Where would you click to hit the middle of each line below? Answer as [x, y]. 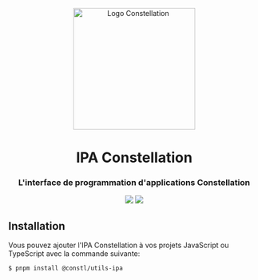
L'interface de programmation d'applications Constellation [134, 183]
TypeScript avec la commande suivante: [74, 254]
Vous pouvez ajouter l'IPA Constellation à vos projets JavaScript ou [119, 245]
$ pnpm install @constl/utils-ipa [66, 268]
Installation [37, 226]
